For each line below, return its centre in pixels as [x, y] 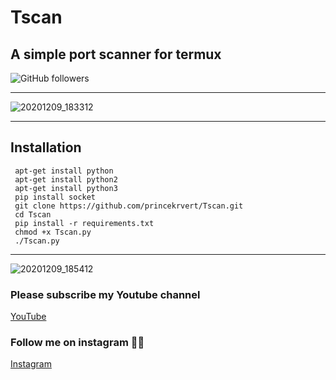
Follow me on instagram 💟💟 [77, 343]
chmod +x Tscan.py [53, 232]
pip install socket [55, 197]
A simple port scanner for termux [116, 54]
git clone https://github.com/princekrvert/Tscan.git [129, 206]
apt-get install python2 [66, 179]
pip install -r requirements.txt [84, 223]
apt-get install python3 [66, 188]
